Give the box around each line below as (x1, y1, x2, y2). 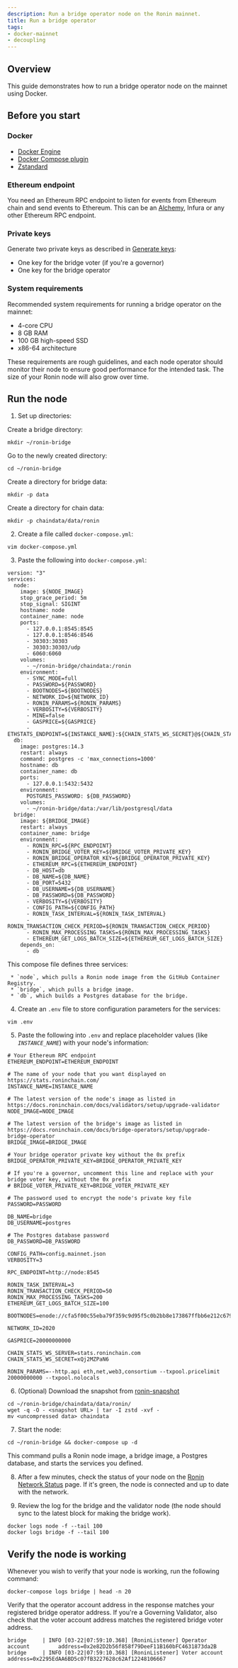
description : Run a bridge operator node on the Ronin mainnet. (7, 10, 201, 18)
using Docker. (7, 89, 48, 98)
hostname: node (20, 607, 65, 614)
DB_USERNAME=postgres (7, 1220, 72, 1227)
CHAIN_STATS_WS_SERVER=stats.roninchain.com (7, 1350, 141, 1357)
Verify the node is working (7, 1548, 127, 1560)
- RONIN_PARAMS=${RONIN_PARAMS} (25, 700, 122, 707)
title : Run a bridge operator (7, 17, 97, 24)
